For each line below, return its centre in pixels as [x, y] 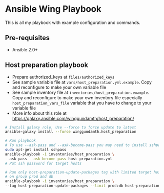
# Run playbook [20, 141]
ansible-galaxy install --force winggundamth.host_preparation [71, 132]
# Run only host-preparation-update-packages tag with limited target [78, 172]
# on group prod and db [29, 177]
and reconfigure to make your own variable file [59, 87]
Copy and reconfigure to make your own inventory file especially [77, 97]
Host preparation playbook [47, 65]
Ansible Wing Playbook [53, 9]
